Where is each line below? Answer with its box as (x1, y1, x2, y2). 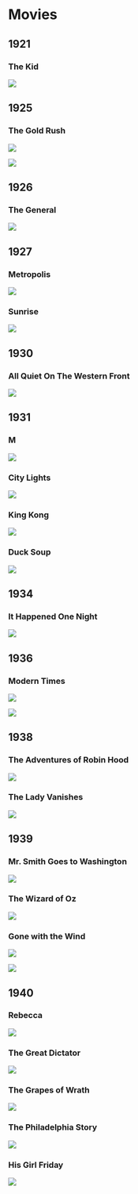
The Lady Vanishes (8, 792, 84, 803)
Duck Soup (8, 547, 51, 558)
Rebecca (8, 1010, 43, 1021)
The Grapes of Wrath (8, 1085, 91, 1096)
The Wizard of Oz (8, 893, 76, 904)
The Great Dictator (8, 1047, 81, 1058)
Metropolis (8, 268, 51, 279)
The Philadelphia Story (8, 1122, 98, 1133)
